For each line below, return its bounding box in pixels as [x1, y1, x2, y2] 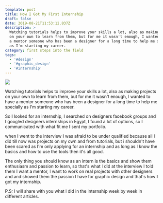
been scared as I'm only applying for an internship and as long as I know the [5, 144, 158, 149]
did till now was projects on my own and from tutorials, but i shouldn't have [5, 138, 155, 144]
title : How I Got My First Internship [5, 12, 83, 17]
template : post [5, 7, 36, 12]
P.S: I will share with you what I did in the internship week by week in [5, 188, 142, 194]
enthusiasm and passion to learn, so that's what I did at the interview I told [5, 164, 154, 169]
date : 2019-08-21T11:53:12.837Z [5, 20, 70, 26]
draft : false [5, 16, 32, 21]
